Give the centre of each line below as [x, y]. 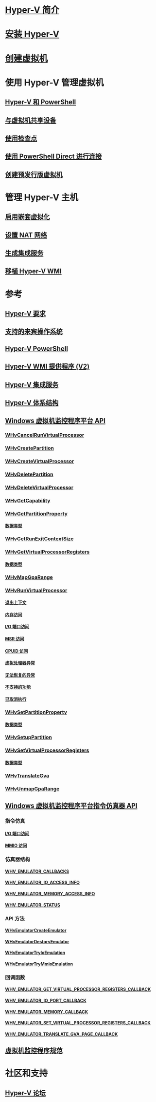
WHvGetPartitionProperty [36, 513]
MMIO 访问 [16, 846]
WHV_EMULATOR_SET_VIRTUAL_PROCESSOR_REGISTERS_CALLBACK [78, 1023]
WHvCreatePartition [30, 448]
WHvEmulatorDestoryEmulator [37, 941]
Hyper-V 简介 [32, 10]
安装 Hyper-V [32, 34]
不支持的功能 [18, 687]
